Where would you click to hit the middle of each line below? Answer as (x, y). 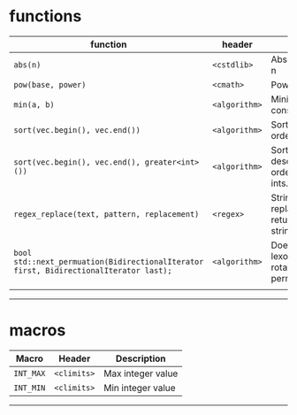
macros (38, 330)
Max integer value (141, 373)
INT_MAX (30, 373)
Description (141, 358)
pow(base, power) (50, 85)
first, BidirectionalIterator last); (93, 270)
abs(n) (27, 65)
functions (46, 16)
